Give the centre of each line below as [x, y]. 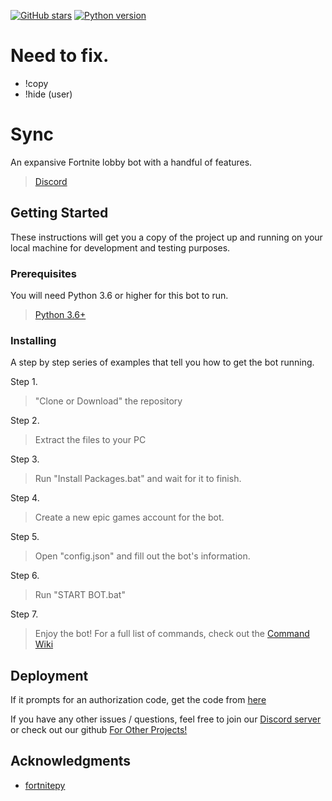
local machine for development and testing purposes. [120, 247]
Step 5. [25, 537]
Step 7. [24, 614]
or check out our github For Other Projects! [99, 730]
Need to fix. [60, 56]
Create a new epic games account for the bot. [129, 517]
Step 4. [25, 498]
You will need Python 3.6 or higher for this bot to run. [119, 295]
